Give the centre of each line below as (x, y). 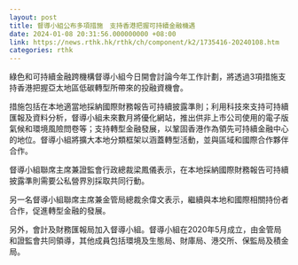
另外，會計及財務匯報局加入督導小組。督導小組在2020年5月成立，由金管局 (145, 230)
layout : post (33, 17)
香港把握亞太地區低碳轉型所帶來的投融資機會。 (102, 88)
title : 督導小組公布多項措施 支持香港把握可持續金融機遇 (102, 26)
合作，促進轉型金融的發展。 (60, 211)
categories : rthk (41, 51)
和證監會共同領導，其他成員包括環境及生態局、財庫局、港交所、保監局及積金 (149, 241)
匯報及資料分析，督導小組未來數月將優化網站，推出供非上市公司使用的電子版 (149, 118)
